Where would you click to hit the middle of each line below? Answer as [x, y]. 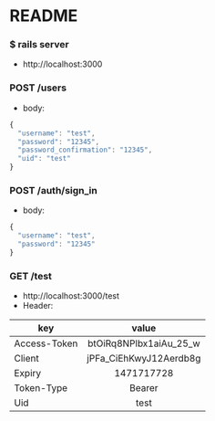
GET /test [31, 276]
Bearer [143, 388]
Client [26, 359]
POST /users [38, 88]
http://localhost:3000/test [71, 296]
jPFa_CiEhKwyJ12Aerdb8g [143, 359]
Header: [38, 306]
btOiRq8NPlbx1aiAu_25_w [144, 343]
